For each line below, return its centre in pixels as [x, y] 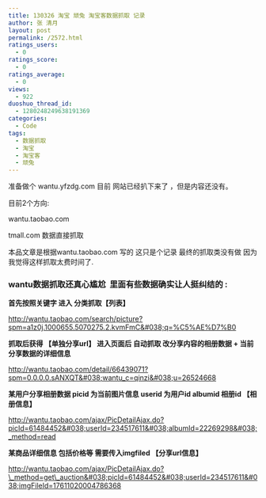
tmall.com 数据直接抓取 [46, 235]
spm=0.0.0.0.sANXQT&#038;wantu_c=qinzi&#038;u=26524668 [112, 378]
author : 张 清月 [33, 23]
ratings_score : [33, 60]
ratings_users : [33, 45]
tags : [17, 133]
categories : [28, 119]
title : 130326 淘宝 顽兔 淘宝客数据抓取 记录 [77, 15]
